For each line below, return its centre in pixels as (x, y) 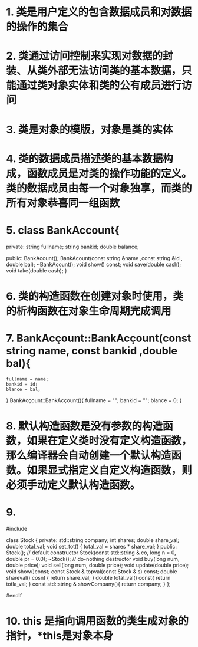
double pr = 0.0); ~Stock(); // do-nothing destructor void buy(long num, (93, 559)
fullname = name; (27, 379)
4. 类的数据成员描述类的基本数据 (85, 158)
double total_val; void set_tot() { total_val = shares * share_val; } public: (91, 546)
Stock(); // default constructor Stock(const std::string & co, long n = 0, (91, 553)
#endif (14, 595)
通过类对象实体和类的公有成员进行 (99, 86)
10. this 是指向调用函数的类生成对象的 (97, 621)
